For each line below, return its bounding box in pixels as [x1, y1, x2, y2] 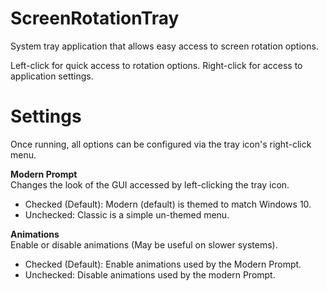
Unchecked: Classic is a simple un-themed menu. [24, 208, 230, 221]
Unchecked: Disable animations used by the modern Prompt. [24, 268, 276, 281]
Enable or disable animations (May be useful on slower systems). [10, 238, 278, 251]
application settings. [10, 70, 94, 82]
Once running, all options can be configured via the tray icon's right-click [10, 138, 312, 150]
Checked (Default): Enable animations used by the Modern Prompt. [24, 258, 302, 270]
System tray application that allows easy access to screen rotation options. [10, 40, 319, 52]
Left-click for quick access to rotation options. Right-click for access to [10, 59, 303, 71]
